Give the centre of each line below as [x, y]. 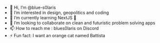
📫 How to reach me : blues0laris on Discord [54, 28]
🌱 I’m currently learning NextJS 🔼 [43, 18]
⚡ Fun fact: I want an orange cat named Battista [57, 36]
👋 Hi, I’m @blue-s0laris [33, 7]
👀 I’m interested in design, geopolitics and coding [59, 13]
